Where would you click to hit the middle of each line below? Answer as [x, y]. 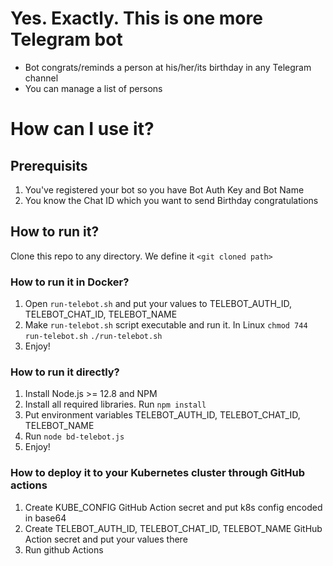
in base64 [45, 518]
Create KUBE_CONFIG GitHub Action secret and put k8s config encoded [173, 507]
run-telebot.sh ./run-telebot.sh [93, 337]
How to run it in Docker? [70, 282]
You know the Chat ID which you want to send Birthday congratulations [171, 200]
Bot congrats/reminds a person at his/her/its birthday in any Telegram [168, 67]
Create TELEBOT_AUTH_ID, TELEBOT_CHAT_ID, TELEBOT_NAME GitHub [173, 528]
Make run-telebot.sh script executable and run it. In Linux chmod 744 [166, 325]
